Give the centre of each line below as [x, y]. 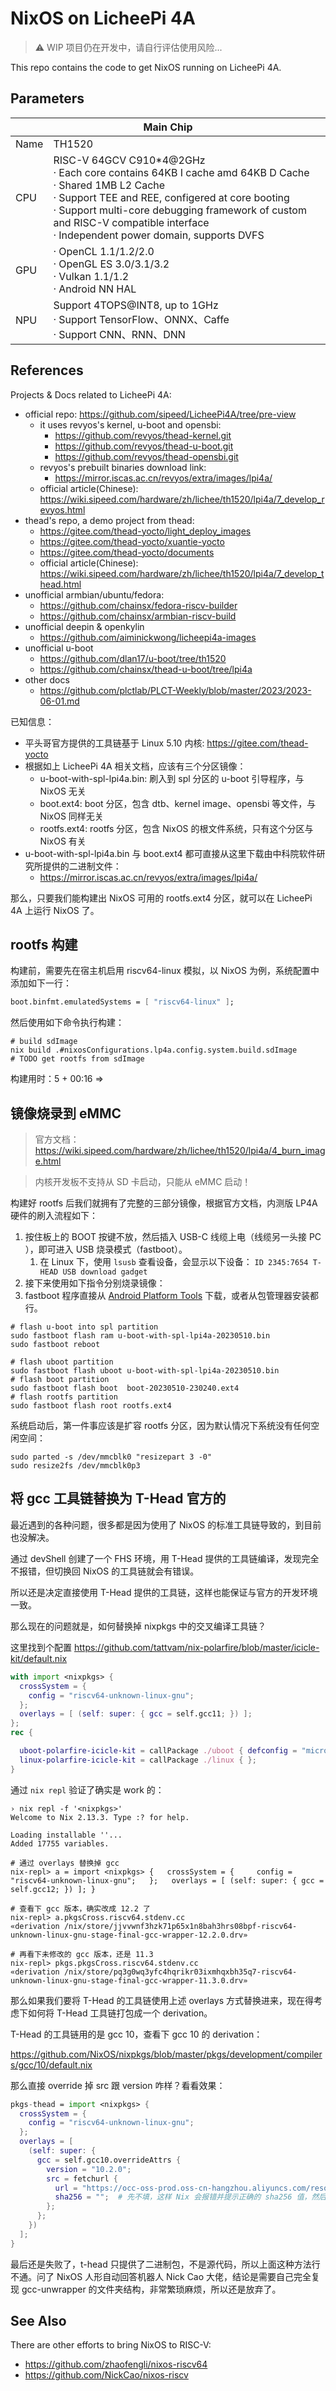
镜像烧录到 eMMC [66, 1113]
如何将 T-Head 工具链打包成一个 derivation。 [120, 2013]
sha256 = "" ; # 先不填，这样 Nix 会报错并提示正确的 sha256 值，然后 [190, 2197]
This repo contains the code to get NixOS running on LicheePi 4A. [146, 67]
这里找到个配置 [41, 1647]
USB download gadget [105, 1272]
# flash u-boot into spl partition [84, 1327]
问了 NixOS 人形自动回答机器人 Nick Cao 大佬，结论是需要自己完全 [174, 2276]
